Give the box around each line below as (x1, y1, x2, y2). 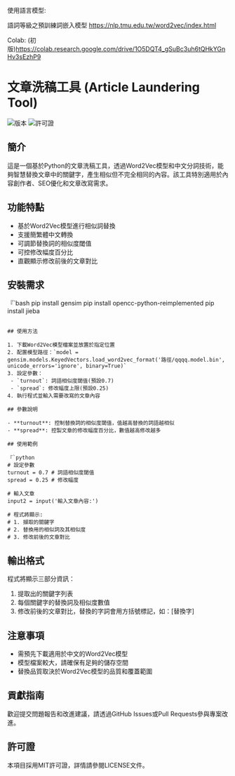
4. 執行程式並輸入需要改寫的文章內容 (7, 393, 100, 400)
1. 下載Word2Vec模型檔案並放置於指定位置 (7, 341, 116, 349)
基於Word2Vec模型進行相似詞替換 (17, 221, 116, 230)
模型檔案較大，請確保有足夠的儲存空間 (17, 659, 128, 666)
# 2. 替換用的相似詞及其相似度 (7, 526, 86, 534)
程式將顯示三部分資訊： (7, 574, 75, 583)
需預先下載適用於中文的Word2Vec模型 (17, 650, 128, 658)
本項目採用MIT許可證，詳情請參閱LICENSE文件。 (7, 761, 149, 769)
